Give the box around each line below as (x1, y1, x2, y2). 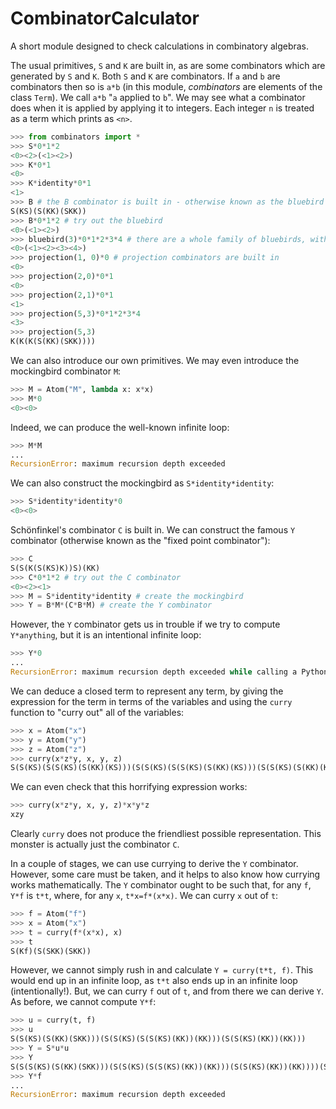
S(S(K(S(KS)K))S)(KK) (10, 563, 101, 573)
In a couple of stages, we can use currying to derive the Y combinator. (10, 858, 299, 870)
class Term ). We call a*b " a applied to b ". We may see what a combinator (10, 91, 306, 103)
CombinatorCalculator (10, 7, 200, 30)
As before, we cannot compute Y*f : (10, 996, 157, 1008)
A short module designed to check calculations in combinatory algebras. (10, 40, 310, 52)
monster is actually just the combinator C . (10, 838, 180, 851)
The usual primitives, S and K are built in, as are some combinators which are (10, 59, 326, 71)
